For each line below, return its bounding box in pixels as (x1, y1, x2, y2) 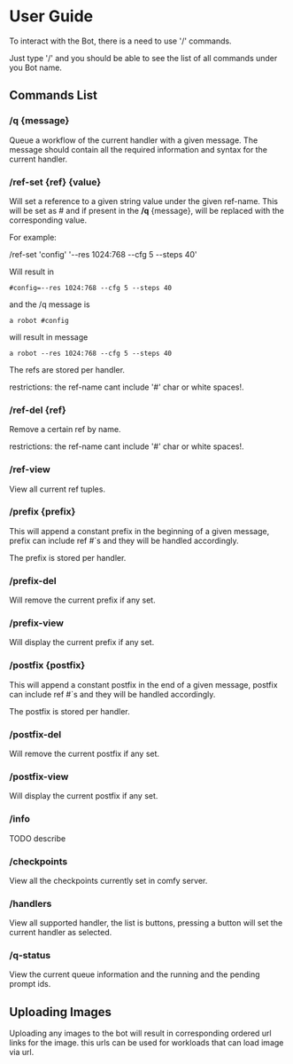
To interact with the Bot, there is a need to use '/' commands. (9, 35, 232, 46)
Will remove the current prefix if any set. (9, 595, 157, 605)
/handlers (9, 897, 52, 910)
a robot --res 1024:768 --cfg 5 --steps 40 (9, 349, 173, 358)
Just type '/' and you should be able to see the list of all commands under (9, 52, 278, 63)
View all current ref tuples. (9, 484, 106, 494)
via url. (9, 1047, 35, 1058)
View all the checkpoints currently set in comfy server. (9, 875, 208, 886)
